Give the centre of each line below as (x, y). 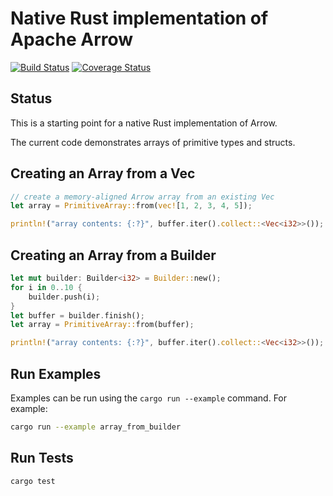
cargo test (33, 481)
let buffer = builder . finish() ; (77, 315)
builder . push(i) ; (64, 297)
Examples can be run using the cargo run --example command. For (149, 398)
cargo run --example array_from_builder (96, 427)
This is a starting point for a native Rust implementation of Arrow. (144, 123)
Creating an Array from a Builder (113, 255)
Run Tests (42, 458)
